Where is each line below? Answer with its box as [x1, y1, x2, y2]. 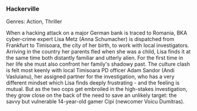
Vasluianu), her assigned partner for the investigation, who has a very [6, 73, 175, 80]
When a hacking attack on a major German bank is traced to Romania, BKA [6, 29, 188, 36]
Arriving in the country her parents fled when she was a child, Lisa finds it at [6, 48, 191, 55]
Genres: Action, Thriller [6, 18, 63, 25]
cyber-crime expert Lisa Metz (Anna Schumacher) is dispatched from [6, 36, 175, 43]
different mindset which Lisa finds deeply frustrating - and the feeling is [6, 79, 180, 86]
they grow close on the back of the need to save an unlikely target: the [6, 92, 177, 99]
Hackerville [6, 5, 39, 13]
